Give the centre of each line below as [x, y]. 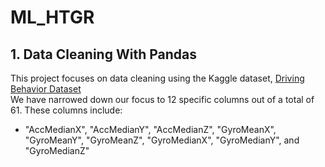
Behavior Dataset [46, 89]
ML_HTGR [52, 17]
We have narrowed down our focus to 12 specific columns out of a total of [162, 99]
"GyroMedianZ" [57, 150]
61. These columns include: [66, 110]
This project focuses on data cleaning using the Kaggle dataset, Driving [157, 78]
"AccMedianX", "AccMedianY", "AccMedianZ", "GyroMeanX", [150, 129]
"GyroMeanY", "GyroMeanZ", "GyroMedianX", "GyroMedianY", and [162, 140]
